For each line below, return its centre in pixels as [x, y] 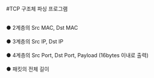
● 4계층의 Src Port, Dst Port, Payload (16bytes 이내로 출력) [77, 55]
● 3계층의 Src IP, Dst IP [35, 41]
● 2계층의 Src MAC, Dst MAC [42, 28]
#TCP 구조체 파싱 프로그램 [37, 9]
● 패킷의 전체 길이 [28, 69]
